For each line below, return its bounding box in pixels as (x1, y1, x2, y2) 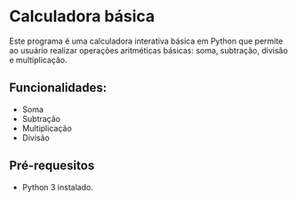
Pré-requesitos (9, 158, 95, 173)
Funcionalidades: (9, 80, 108, 95)
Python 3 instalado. (21, 181, 93, 192)
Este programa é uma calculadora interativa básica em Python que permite (9, 36, 284, 46)
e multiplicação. (9, 54, 68, 65)
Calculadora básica (9, 6, 156, 27)
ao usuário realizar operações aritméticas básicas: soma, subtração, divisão (9, 44, 288, 55)
